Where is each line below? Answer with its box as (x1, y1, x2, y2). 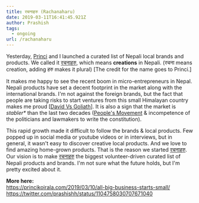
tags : (6, 25, 20, 32)
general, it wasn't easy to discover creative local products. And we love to (6, 140, 187, 146)
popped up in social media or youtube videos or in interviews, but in (6, 133, 172, 140)
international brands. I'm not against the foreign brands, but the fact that (6, 90, 183, 97)
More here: (6, 177, 34, 185)
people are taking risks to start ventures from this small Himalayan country (6, 96, 189, 104)
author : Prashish (6, 20, 49, 26)
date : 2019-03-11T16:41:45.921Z (6, 14, 86, 20)
